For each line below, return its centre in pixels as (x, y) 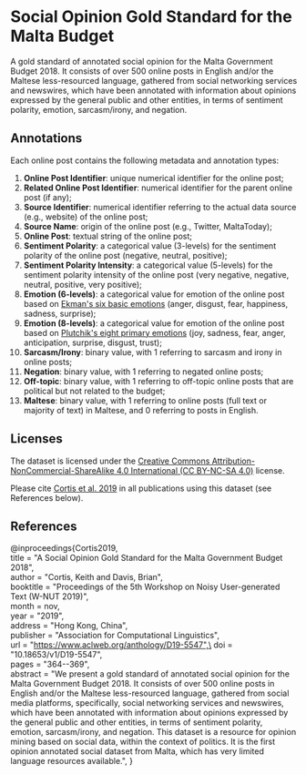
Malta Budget (62, 36)
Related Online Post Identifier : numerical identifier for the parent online (158, 188)
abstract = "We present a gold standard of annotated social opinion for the (150, 674)
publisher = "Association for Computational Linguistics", (115, 636)
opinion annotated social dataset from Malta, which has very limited (138, 751)
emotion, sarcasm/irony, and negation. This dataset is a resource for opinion (153, 732)
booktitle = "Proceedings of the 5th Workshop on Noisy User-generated (145, 587)
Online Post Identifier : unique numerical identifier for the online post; (153, 178)
